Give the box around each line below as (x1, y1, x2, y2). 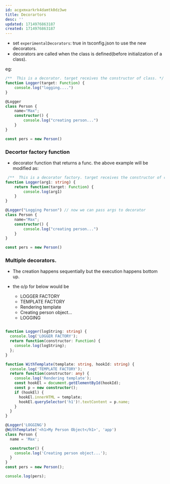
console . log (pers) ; (5, 474, 47, 479)
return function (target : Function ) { (14, 184, 94, 190)
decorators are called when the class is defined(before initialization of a (12, 51, 162, 57)
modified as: (12, 165, 39, 171)
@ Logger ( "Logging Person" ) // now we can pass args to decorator (5, 208, 146, 213)
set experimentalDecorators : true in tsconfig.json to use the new (12, 40, 147, 46)
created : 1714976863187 (5, 26, 56, 31)
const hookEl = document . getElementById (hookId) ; (14, 380, 121, 386)
